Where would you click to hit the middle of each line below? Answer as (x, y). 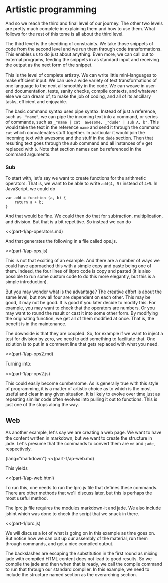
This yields (16, 468)
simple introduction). (27, 282)
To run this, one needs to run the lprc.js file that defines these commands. (81, 488)
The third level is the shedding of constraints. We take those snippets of (79, 43)
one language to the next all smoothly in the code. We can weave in (75, 85)
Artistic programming (51, 9)
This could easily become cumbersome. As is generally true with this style (82, 383)
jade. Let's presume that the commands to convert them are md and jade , (80, 444)
